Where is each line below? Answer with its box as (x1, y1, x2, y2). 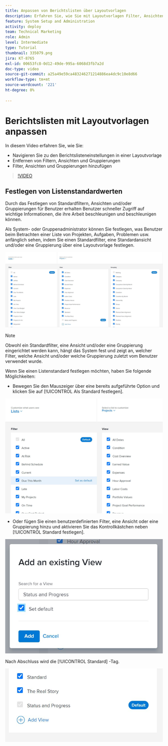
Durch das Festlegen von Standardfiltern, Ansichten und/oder (5, 200, 132, 206)
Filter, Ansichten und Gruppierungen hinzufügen (12, 163, 112, 169)
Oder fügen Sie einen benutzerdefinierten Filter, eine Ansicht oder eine (12, 518, 158, 524)
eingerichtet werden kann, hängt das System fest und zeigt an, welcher (5, 347, 152, 354)
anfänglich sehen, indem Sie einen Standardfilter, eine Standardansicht (5, 237, 151, 243)
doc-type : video (5, 66, 39, 71)
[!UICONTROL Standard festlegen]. (12, 529, 85, 535)
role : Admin (5, 35, 30, 40)
